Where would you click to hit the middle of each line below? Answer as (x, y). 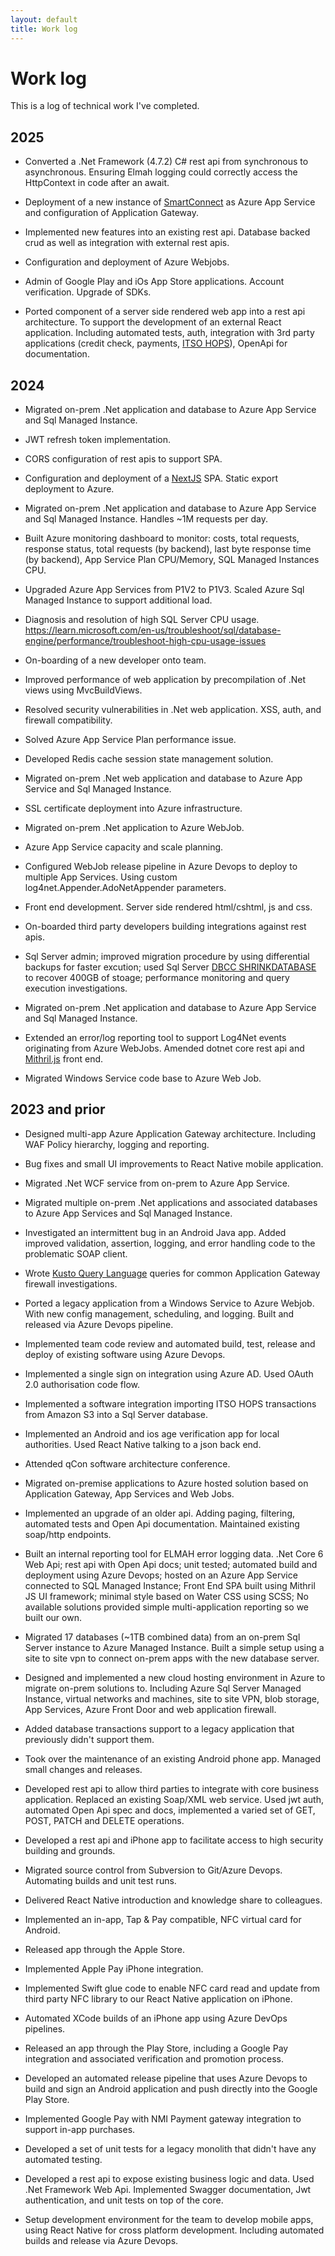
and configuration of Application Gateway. (111, 213)
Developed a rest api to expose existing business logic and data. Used (169, 2178)
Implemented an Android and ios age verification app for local (152, 1433)
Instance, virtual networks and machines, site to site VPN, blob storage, (172, 1698)
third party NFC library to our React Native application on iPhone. (158, 1998)
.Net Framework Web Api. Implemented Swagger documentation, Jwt (168, 2189)
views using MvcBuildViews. (83, 690)
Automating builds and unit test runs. (100, 1880)
